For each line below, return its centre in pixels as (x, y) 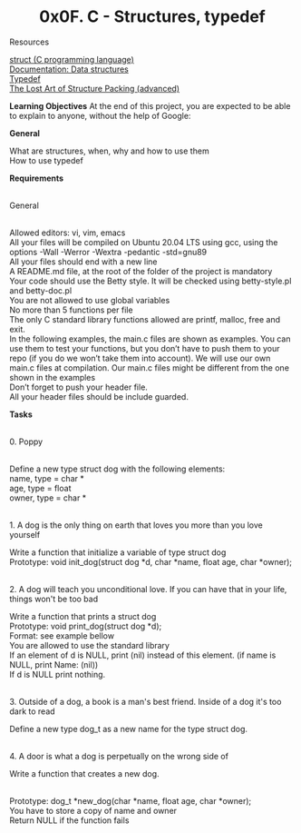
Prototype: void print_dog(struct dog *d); (86, 626)
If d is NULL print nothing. (58, 674)
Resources (29, 42)
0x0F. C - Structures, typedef (152, 17)
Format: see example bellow (62, 635)
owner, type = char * (48, 498)
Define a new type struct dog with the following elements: (117, 469)
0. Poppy (26, 441)
